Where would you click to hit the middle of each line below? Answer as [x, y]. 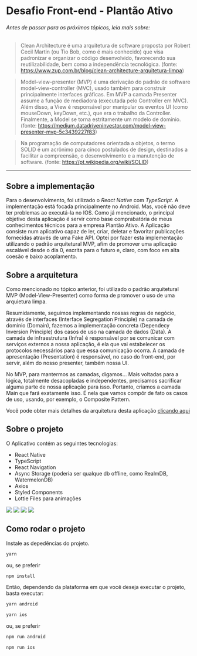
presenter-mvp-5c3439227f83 [58, 132]
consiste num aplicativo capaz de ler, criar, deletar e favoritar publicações [95, 232]
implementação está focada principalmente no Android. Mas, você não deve [98, 206]
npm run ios [21, 648]
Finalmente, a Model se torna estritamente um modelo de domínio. [101, 119]
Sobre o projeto [35, 429]
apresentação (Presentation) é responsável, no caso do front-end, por [91, 357]
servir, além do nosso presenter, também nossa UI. [67, 363]
